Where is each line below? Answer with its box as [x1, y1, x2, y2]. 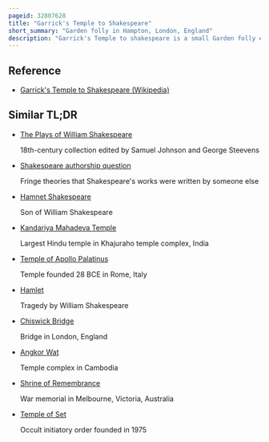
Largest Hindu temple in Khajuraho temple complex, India [19, 238, 210, 248]
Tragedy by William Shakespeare [19, 300, 129, 310]
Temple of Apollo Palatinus [19, 253, 109, 263]
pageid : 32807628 [8, 11, 66, 20]
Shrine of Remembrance [19, 378, 101, 387]
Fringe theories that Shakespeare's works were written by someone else [19, 176, 259, 185]
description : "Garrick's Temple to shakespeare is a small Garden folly [8, 34, 256, 43]
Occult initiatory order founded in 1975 [19, 424, 147, 434]
